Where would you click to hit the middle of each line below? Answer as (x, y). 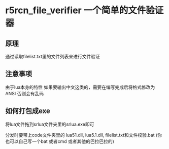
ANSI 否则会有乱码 (25, 93)
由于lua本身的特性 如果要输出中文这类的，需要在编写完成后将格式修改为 (80, 87)
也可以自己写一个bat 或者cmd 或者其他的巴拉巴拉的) (60, 141)
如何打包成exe (28, 111)
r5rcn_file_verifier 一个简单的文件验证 (84, 10)
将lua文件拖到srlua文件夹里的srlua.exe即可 (50, 124)
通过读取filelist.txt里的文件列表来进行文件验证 (53, 57)
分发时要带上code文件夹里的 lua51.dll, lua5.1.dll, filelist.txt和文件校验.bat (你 (84, 135)
